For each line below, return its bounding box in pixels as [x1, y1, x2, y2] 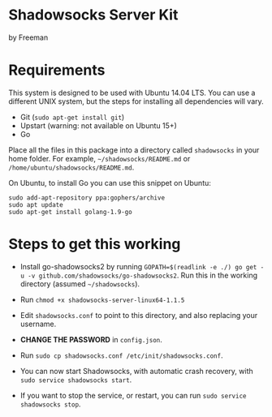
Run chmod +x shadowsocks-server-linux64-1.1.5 [19, 294, 185, 304]
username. [19, 319, 57, 329]
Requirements [8, 61, 106, 80]
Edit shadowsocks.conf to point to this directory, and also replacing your [19, 310, 258, 320]
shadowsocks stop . [19, 399, 81, 409]
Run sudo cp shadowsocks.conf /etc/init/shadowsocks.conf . [19, 350, 223, 360]
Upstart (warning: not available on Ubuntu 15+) [19, 120, 177, 131]
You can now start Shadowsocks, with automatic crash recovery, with [19, 366, 253, 376]
